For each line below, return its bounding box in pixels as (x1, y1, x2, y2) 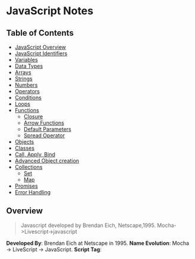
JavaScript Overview (14, 43, 67, 50)
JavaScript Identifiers (14, 50, 68, 57)
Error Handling (14, 189, 51, 195)
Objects (14, 138, 34, 145)
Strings (14, 75, 33, 82)
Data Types (14, 62, 43, 70)
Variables (14, 56, 38, 63)
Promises (14, 182, 38, 189)
